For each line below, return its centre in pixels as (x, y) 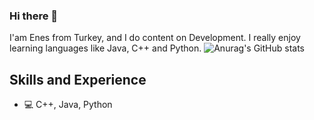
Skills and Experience (78, 79)
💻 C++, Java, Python (68, 105)
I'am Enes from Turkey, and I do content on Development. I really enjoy (155, 38)
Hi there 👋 (34, 16)
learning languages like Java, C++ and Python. (105, 48)
